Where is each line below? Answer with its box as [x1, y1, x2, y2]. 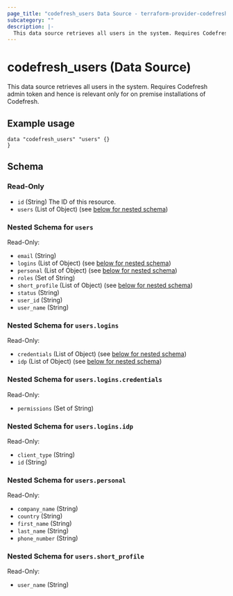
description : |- [7, 23, 54, 30]
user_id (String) [17, 296, 63, 304]
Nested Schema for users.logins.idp [7, 421, 134, 431]
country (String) [17, 512, 63, 520]
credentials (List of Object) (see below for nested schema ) [17, 350, 187, 358]
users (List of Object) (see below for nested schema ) [17, 204, 169, 213]
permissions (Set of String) [17, 404, 94, 412]
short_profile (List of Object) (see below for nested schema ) [17, 281, 193, 289]
